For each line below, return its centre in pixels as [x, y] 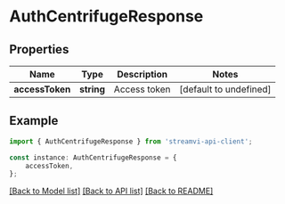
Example [34, 121]
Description [142, 74]
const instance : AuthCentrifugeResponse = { [93, 158]
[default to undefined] [225, 89]
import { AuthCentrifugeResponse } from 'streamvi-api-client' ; [131, 141]
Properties [39, 49]
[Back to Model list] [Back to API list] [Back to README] [111, 191]
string [92, 89]
